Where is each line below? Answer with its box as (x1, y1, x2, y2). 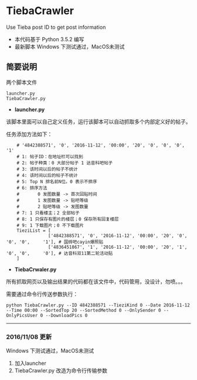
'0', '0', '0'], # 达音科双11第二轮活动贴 (6, 250, 113, 256)
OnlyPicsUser (6, 312, 38, 318)
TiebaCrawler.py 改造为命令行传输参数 (14, 367, 107, 374)
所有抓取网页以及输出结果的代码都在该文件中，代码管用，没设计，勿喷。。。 (6, 278, 186, 285)
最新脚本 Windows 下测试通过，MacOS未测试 (14, 43, 125, 50)
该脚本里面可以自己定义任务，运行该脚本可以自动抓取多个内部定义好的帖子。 (6, 118, 191, 125)
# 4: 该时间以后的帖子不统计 (16, 172, 78, 178)
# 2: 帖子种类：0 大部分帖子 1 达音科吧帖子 (16, 160, 113, 166)
